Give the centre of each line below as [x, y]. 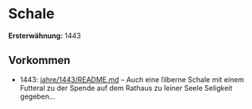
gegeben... [37, 96]
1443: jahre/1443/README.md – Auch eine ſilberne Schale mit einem [132, 79]
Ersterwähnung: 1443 [45, 36]
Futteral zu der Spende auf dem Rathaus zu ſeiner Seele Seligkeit [126, 88]
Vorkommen [39, 60]
